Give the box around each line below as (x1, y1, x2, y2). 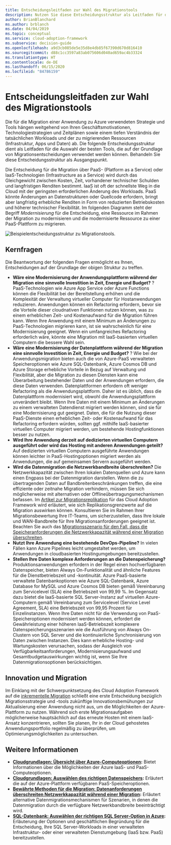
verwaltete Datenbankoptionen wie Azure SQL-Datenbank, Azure (12, 577, 149, 584)
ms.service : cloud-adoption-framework (5, 36, 88, 41)
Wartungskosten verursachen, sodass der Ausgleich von (12, 643, 132, 649)
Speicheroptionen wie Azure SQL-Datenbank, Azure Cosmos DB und (12, 361, 157, 367)
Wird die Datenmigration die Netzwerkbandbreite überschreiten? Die (12, 464, 162, 470)
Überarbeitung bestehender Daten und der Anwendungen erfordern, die (12, 377, 164, 383)
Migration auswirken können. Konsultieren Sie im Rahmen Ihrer (12, 507, 145, 513)
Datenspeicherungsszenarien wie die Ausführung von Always (12, 626, 142, 632)
